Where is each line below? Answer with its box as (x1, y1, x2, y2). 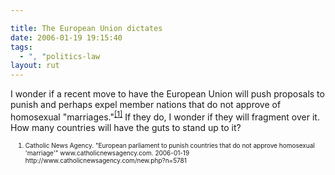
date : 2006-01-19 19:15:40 (10, 32, 123, 43)
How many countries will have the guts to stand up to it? (10, 121, 242, 133)
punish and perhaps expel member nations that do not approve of (10, 99, 282, 111)
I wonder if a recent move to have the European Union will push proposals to (10, 88, 325, 100)
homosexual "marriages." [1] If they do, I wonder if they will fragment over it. (10, 109, 320, 123)
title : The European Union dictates (10, 23, 163, 33)
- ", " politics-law (19, 51, 101, 61)
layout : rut (10, 61, 60, 71)
